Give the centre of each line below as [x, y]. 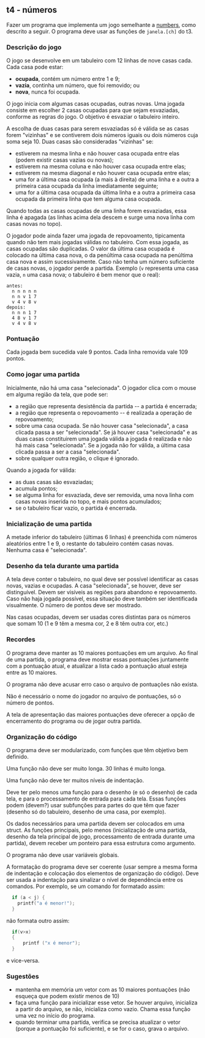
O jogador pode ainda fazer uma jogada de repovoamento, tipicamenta [96, 236]
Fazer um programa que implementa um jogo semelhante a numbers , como [101, 24]
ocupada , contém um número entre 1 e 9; [68, 79]
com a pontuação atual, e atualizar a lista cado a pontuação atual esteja [97, 666]
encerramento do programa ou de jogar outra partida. [74, 721]
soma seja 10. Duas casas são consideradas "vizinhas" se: [80, 142]
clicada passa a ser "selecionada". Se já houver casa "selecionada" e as [106, 432]
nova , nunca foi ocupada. [48, 92]
